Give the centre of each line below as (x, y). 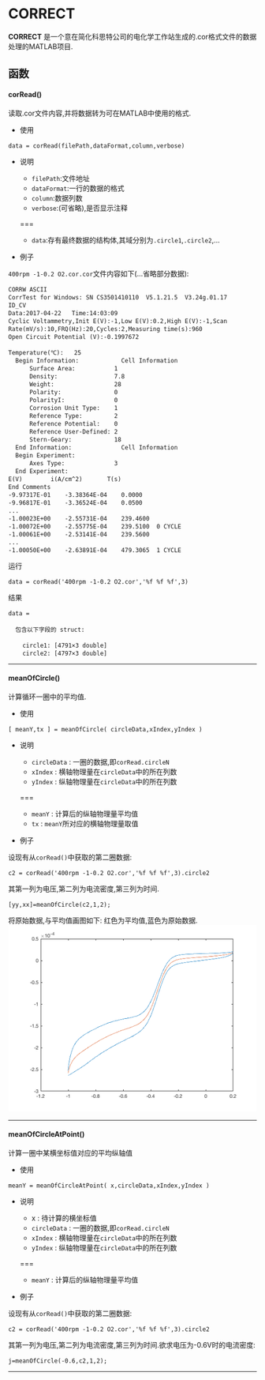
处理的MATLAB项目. (41, 46)
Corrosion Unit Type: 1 (73, 408)
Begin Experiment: (46, 455)
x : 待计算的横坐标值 (64, 1218)
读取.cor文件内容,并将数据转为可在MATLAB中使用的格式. (100, 113)
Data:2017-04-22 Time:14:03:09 (63, 313)
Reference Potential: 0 (73, 423)
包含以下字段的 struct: (50, 630)
